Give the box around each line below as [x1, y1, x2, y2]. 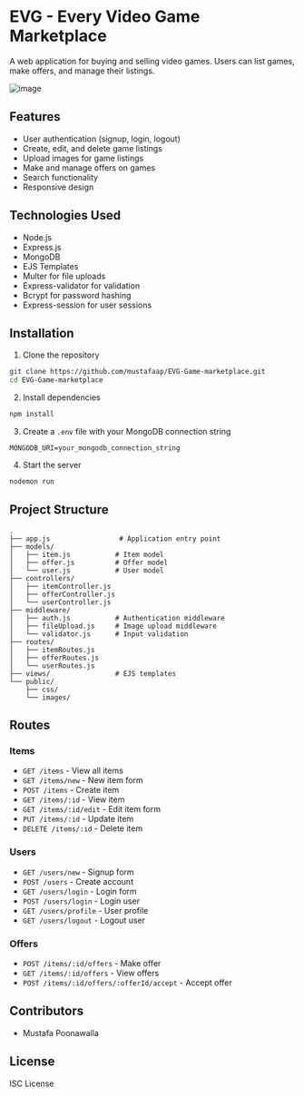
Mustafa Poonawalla [22, 1027, 100, 1038]
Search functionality [22, 171, 98, 182]
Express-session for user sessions [22, 299, 152, 310]
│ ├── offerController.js [9, 590, 116, 599]
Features [9, 109, 61, 124]
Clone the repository [22, 349, 100, 360]
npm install [9, 410, 54, 419]
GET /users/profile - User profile [22, 905, 149, 915]
